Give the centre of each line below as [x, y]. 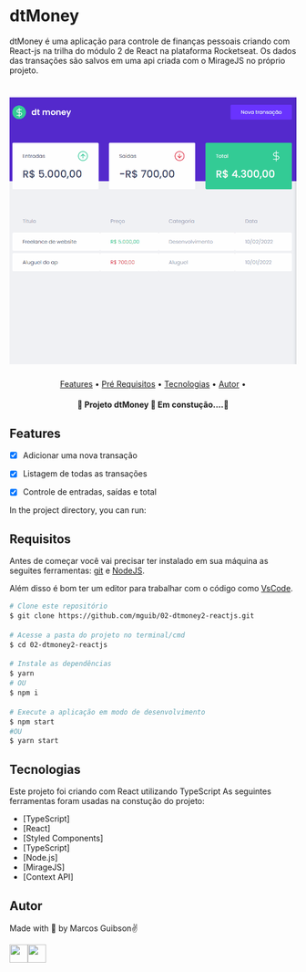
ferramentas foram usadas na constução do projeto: [107, 801]
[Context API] [48, 877]
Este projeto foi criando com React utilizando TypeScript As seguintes [140, 791]
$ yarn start [34, 741]
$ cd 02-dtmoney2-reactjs [58, 644]
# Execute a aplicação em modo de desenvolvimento [107, 712]
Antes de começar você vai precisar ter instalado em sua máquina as [139, 561]
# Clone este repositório [58, 606]
